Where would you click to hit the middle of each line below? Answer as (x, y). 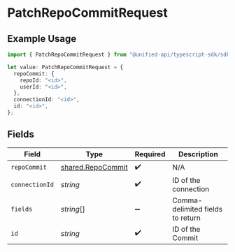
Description (198, 154)
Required (150, 154)
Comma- (187, 200)
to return (186, 218)
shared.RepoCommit (94, 168)
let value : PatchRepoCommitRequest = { (65, 67)
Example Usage (42, 39)
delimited (187, 209)
